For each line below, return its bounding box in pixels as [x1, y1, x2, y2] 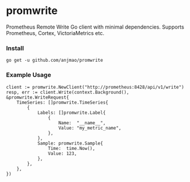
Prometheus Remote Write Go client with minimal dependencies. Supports [6, 23, 184, 30]
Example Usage [6, 71, 51, 79]
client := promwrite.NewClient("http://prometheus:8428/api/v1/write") [6, 84, 184, 90]
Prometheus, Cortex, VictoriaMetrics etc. [6, 29, 105, 36]
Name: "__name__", [58, 120, 106, 126]
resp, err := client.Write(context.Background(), [6, 89, 130, 95]
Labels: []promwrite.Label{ [37, 110, 106, 116]
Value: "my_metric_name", [58, 125, 122, 131]
